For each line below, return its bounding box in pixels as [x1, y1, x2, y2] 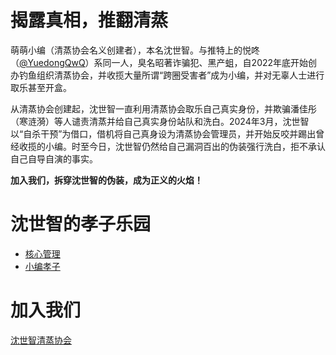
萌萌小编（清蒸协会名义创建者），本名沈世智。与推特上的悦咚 [10, 44, 260, 56]
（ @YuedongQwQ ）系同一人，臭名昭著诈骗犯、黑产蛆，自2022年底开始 [10, 56, 309, 68]
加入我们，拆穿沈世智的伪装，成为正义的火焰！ [10, 174, 203, 186]
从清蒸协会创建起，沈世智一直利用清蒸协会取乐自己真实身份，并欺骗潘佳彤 [10, 102, 317, 115]
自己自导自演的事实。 [10, 152, 98, 165]
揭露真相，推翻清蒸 [10, 9, 169, 32]
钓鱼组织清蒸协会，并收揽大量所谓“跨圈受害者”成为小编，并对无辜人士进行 [18, 69, 325, 81]
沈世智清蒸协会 [10, 334, 72, 346]
